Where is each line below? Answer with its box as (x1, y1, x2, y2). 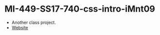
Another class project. (11, 19, 56, 25)
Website (11, 24, 29, 30)
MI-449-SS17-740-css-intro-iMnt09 (4, 3, 155, 15)
